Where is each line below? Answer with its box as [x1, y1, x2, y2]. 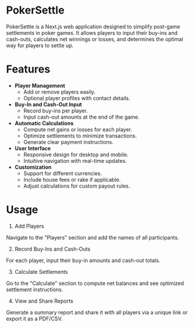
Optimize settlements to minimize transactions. [23, 132, 137, 139]
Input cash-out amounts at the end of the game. [23, 113, 140, 120]
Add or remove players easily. [23, 88, 96, 95]
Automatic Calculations [14, 119, 74, 127]
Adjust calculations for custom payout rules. [23, 182, 131, 189]
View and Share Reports [14, 297, 73, 304]
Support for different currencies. [23, 169, 102, 177]
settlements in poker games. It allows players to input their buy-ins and [6, 29, 178, 36]
